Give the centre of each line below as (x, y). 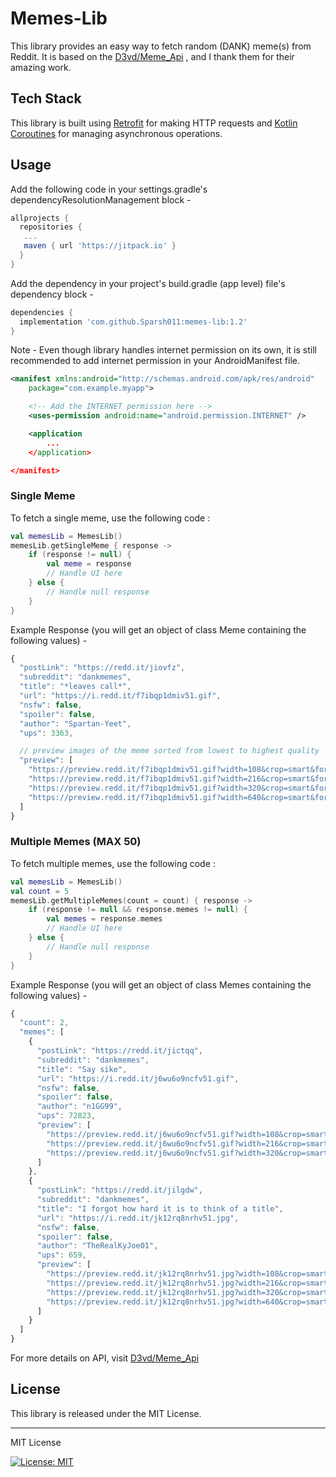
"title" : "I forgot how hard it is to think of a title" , (160, 1208)
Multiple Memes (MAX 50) (76, 842)
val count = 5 (40, 891)
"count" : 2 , (44, 1023)
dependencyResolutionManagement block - (101, 199)
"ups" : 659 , (61, 1255)
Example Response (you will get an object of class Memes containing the (161, 984)
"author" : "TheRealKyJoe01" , (97, 1246)
